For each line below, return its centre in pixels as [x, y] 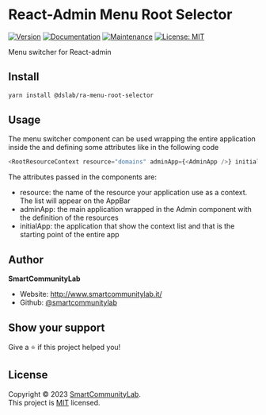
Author [26, 259]
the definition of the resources [69, 218]
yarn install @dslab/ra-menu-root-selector [81, 95]
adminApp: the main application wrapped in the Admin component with [135, 209]
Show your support [57, 327]
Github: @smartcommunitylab [68, 302]
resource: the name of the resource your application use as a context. [133, 193]
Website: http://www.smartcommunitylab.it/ [91, 294]
